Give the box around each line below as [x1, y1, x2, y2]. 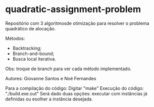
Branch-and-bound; [12, 50, 55, 57]
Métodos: [5, 35, 25, 41]
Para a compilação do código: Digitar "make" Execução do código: [5, 85, 144, 91]
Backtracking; [12, 45, 42, 51]
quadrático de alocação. [5, 25, 56, 31]
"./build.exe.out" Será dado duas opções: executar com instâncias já [5, 90, 147, 96]
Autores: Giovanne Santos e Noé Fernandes [5, 75, 96, 81]
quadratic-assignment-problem [5, 4, 141, 15]
